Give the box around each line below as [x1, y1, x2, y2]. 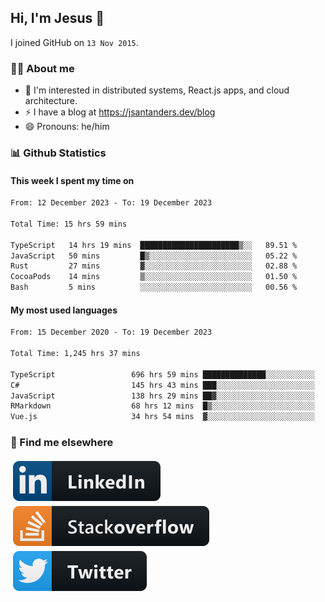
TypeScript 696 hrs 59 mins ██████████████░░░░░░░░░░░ [10, 369, 315, 380]
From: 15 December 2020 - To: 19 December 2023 [10, 327, 213, 338]
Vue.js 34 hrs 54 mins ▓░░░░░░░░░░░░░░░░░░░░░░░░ [10, 412, 315, 422]
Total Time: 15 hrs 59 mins [10, 219, 128, 229]
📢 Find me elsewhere [10, 436, 114, 450]
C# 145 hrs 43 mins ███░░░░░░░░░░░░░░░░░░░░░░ [10, 380, 315, 390]
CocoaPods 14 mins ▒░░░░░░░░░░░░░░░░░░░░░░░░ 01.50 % [10, 272, 298, 282]
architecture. [24, 95, 78, 107]
